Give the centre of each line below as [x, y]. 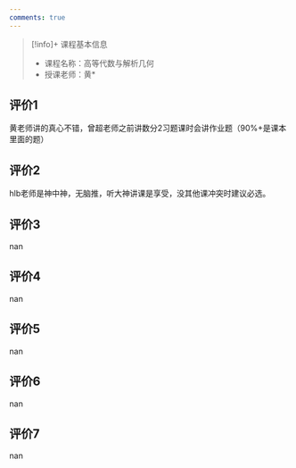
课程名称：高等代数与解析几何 [99, 63]
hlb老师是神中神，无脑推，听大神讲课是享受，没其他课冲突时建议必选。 [140, 194]
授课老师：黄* [70, 74]
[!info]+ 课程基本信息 [70, 44]
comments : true [37, 17]
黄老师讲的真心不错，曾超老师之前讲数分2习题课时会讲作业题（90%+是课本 [148, 128]
